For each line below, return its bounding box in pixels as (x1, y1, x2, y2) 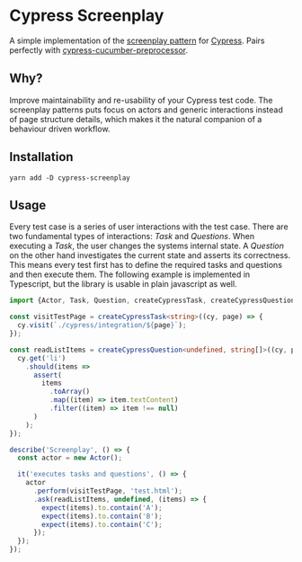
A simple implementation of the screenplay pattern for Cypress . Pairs (9, 35, 265, 46)
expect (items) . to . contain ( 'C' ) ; (41, 520, 164, 529)
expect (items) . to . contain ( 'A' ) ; (41, 503, 164, 513)
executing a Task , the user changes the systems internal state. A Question (9, 240, 285, 252)
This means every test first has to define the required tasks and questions (9, 260, 283, 271)
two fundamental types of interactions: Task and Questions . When (9, 231, 254, 242)
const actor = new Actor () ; (17, 453, 123, 463)
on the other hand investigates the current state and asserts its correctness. (9, 250, 290, 261)
